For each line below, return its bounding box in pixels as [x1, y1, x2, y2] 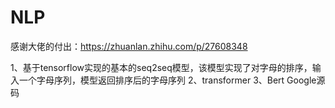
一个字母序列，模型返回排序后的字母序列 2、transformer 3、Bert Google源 [18, 74, 326, 86]
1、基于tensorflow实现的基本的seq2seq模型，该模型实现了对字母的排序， [10, 61, 313, 73]
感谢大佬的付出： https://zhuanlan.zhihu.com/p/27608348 [10, 40, 248, 52]
